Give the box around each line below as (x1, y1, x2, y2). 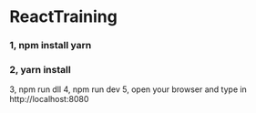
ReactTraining (9, 6, 118, 27)
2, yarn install (9, 64, 71, 77)
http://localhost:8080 (9, 94, 89, 105)
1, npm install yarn (9, 39, 92, 52)
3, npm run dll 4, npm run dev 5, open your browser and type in (9, 84, 248, 95)
